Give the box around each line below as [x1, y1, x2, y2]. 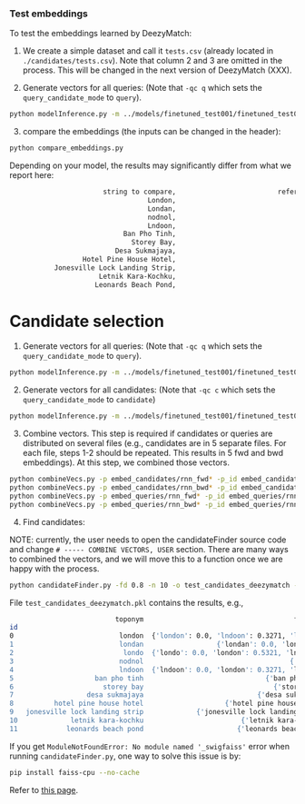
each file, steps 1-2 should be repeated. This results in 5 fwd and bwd [22, 448, 284, 459]
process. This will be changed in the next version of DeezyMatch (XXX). [22, 65, 292, 75]
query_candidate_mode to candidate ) [22, 394, 156, 405]
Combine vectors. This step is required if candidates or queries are [22, 428, 273, 439]
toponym [114, 614, 144, 624]
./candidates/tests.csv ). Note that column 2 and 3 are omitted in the [22, 55, 283, 66]
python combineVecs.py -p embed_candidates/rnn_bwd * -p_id [9, 483, 238, 492]
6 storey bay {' [9, 682, 282, 691]
